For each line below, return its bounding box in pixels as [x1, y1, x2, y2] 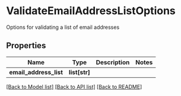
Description [96, 58, 130, 66]
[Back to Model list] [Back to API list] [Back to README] [6, 83, 142, 90]
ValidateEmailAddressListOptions [6, 4, 176, 18]
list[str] [68, 68, 91, 76]
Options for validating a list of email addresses [6, 24, 120, 31]
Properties [6, 41, 46, 51]
